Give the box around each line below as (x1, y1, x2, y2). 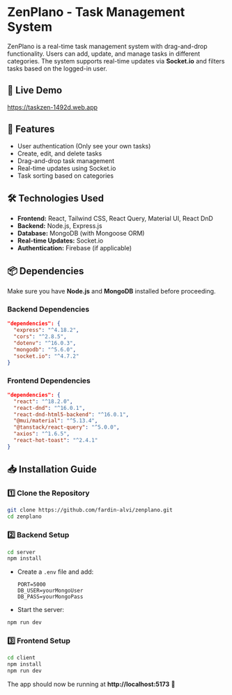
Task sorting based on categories (17, 171, 114, 180)
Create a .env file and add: (17, 567, 94, 576)
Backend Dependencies (7, 305, 90, 314)
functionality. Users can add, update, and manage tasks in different (7, 49, 201, 58)
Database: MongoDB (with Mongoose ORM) (17, 229, 145, 238)
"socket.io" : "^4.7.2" (13, 353, 79, 360)
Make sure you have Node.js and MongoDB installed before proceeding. (7, 287, 216, 296)
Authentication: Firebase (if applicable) (17, 244, 132, 252)
